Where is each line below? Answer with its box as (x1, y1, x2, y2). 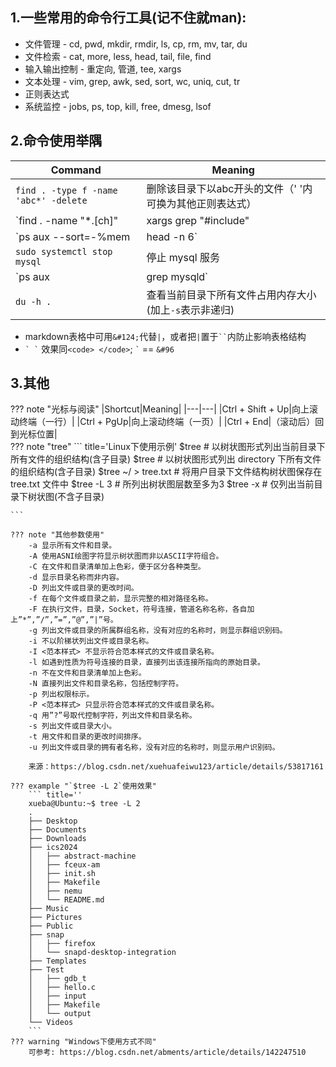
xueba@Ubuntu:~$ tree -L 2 (28, 799, 141, 809)
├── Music (28, 904, 70, 914)
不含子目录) (57, 491, 105, 503)
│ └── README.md (28, 895, 105, 905)
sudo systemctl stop (15, 246, 113, 257)
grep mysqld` (146, 269, 209, 283)
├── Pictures (28, 913, 83, 923)
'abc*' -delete (15, 194, 88, 206)
